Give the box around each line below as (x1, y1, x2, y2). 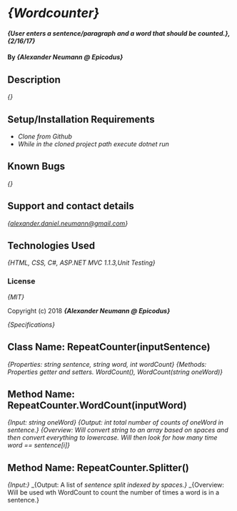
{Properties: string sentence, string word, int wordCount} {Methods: (7, 360, 207, 368)
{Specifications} (7, 320, 56, 329)
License (7, 276, 36, 286)
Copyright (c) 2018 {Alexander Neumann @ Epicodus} (7, 306, 171, 315)
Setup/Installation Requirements (7, 113, 155, 126)
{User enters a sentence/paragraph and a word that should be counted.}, (7, 29, 231, 37)
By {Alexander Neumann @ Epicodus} (7, 53, 123, 61)
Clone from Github (17, 132, 73, 141)
